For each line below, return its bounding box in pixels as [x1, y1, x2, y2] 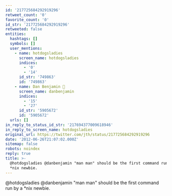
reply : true [5, 151, 31, 156]
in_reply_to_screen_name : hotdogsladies [5, 127, 93, 132]
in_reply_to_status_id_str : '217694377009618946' [5, 122, 114, 128]
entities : [5, 31, 27, 37]
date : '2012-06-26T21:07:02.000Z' [5, 137, 79, 142]
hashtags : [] [10, 37, 38, 42]
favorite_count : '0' [5, 17, 50, 22]
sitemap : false [5, 141, 38, 147]
